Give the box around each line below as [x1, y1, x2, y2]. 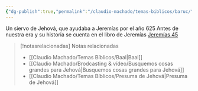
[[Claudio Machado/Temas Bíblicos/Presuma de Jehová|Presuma [28, 72, 188, 79]
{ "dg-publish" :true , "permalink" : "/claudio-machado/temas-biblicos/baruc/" [5, 8, 194, 15]
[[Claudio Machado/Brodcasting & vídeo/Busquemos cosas [28, 60, 174, 67]
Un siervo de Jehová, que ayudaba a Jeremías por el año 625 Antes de [5, 25, 178, 32]
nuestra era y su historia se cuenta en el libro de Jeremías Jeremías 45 [5, 31, 178, 38]
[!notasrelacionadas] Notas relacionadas [20, 42, 119, 49]
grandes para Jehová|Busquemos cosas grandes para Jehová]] [28, 66, 184, 73]
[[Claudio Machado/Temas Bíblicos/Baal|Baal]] [28, 53, 143, 60]
